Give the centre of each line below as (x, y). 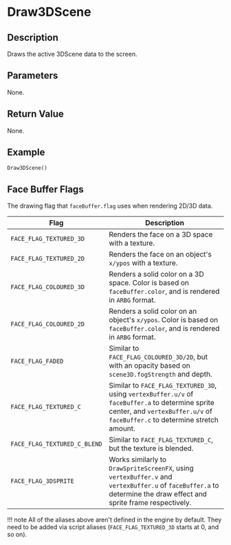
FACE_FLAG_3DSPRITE (42, 481)
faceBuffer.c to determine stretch (164, 420)
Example (26, 152)
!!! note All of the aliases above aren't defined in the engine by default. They (114, 520)
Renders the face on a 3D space (161, 235)
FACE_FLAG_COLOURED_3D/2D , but (158, 357)
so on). (17, 535)
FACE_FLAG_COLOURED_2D (47, 324)
